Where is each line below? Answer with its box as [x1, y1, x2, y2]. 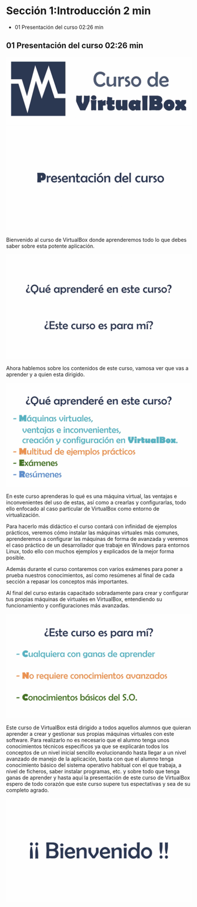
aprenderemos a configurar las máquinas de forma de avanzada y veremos [6, 536, 188, 543]
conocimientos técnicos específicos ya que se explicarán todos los [6, 743, 169, 750]
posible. [6, 554, 25, 562]
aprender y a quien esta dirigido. [6, 371, 85, 378]
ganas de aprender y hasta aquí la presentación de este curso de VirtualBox [6, 774, 190, 781]
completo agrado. [6, 786, 49, 793]
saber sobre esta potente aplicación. [6, 242, 95, 250]
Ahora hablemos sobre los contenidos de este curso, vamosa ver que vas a [6, 364, 189, 371]
